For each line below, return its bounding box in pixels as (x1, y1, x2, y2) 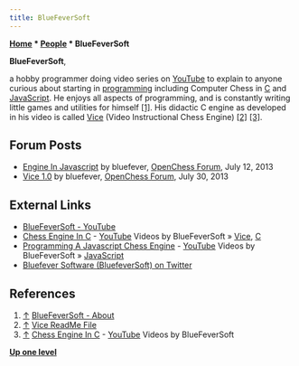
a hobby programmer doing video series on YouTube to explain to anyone (9, 73, 283, 84)
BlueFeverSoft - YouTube (22, 221, 116, 232)
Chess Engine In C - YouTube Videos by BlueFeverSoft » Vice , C (22, 231, 262, 242)
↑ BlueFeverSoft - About (22, 310, 115, 321)
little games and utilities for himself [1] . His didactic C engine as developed (9, 101, 286, 113)
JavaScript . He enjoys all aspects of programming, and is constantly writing (9, 92, 291, 103)
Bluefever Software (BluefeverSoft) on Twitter (22, 259, 192, 271)
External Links (9, 197, 92, 212)
